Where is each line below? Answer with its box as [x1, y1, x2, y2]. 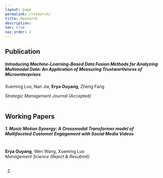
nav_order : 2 [5, 30, 32, 34]
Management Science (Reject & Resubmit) [5, 153, 90, 159]
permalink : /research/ [5, 12, 51, 16]
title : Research [5, 16, 38, 21]
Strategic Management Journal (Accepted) [5, 93, 91, 99]
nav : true [5, 25, 25, 30]
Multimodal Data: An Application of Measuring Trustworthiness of [5, 66, 142, 72]
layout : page [5, 7, 32, 12]
